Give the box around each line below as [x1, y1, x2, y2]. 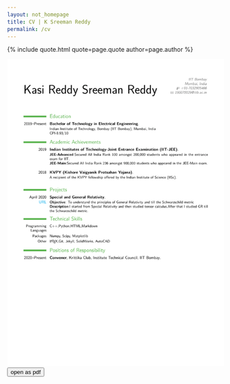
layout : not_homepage [7, 11, 70, 18]
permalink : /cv [7, 26, 51, 32]
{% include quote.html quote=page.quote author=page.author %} [7, 46, 194, 54]
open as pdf [10, 369, 41, 376]
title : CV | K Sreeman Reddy [7, 18, 91, 26]
